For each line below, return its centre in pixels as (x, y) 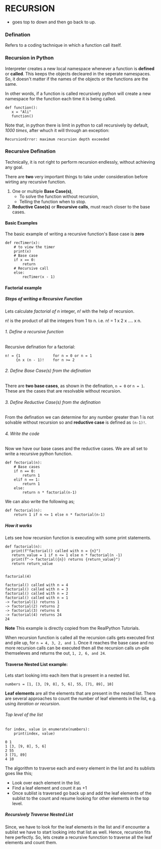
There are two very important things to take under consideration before (76, 176)
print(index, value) (34, 734)
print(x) (23, 251)
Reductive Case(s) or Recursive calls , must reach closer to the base (81, 207)
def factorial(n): (24, 547)
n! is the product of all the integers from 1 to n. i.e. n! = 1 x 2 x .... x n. (73, 321)
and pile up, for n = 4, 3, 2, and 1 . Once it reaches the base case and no (79, 643)
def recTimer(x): (23, 243)
